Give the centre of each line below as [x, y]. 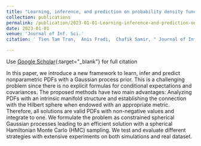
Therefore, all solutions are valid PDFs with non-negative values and [90, 111]
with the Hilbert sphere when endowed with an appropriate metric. [88, 105]
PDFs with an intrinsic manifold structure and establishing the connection [96, 98]
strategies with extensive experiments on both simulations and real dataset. [99, 136]
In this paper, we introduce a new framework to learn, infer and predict [93, 73]
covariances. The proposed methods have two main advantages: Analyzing [99, 92]
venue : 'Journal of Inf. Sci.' [45, 34]
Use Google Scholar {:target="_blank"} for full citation [72, 61]
